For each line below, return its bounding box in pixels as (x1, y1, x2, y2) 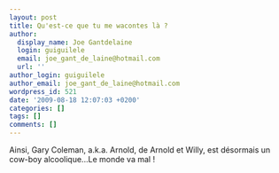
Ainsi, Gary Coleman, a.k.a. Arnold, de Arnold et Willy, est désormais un (9, 145, 271, 155)
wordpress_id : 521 (9, 87, 77, 96)
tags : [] (9, 112, 42, 121)
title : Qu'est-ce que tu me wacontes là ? (9, 21, 168, 30)
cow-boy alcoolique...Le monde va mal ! (9, 154, 156, 164)
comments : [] (9, 121, 58, 130)
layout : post (9, 12, 58, 22)
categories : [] (9, 104, 66, 113)
